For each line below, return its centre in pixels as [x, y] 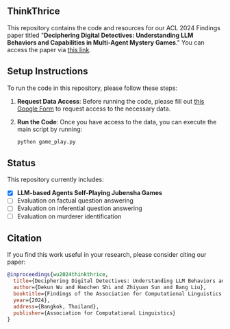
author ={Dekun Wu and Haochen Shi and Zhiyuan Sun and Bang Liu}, [110, 288]
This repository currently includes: [55, 180]
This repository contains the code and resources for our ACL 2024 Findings [114, 27]
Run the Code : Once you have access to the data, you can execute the [117, 122]
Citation [25, 238]
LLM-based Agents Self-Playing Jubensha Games [90, 193]
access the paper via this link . [49, 49]
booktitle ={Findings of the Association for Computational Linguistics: [119, 294]
